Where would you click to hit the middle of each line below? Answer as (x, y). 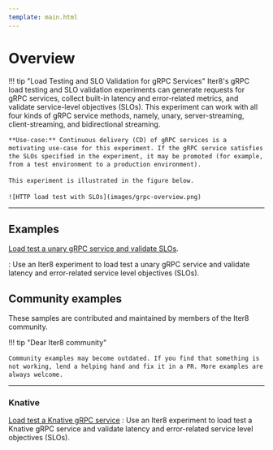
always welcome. (36, 375)
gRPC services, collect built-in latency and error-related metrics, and (123, 98)
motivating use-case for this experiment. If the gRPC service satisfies (136, 148)
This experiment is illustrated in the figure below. (102, 180)
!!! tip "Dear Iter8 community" (58, 343)
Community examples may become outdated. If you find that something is (134, 359)
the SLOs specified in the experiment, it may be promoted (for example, (136, 156)
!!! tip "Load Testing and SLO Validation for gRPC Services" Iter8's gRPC (129, 80)
